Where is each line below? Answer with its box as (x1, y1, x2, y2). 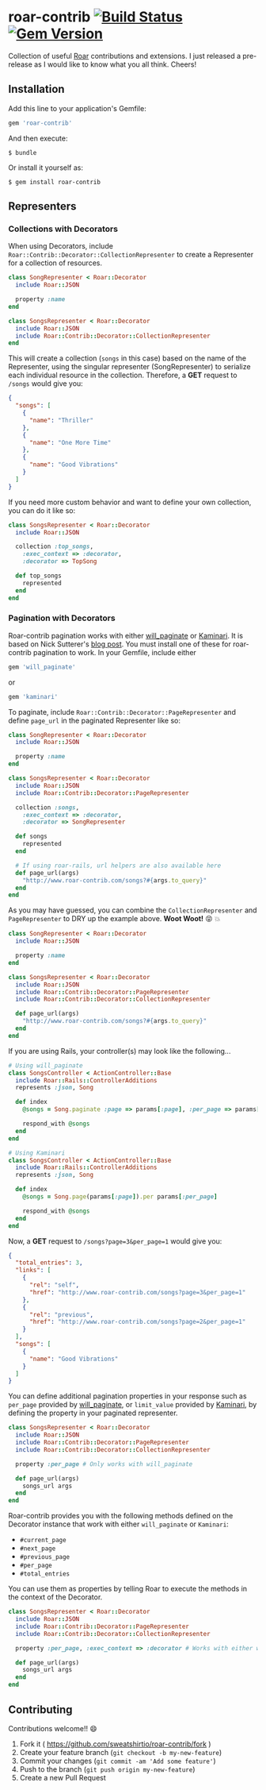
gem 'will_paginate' (8, 663, 77, 671)
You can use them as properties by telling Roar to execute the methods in (8, 1584, 248, 1594)
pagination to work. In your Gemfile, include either (32, 647, 196, 657)
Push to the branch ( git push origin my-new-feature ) (19, 1764, 196, 1774)
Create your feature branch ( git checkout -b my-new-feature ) (19, 1747, 222, 1757)
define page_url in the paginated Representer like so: (8, 716, 180, 725)
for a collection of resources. (8, 258, 103, 268)
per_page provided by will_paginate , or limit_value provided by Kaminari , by (8, 1400, 257, 1410)
